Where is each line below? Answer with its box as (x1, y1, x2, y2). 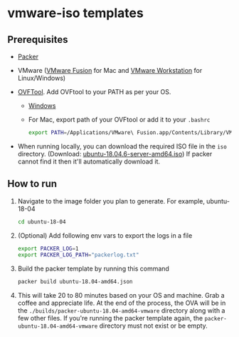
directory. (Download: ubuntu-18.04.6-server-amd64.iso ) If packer (17, 149, 213, 158)
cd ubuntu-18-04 (17, 218, 66, 226)
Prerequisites (7, 34, 68, 46)
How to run (7, 178, 58, 190)
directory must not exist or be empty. (99, 321, 208, 330)
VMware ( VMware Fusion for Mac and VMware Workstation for (17, 66, 203, 74)
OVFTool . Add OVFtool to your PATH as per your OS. (17, 88, 171, 96)
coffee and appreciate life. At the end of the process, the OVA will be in (17, 298, 226, 308)
